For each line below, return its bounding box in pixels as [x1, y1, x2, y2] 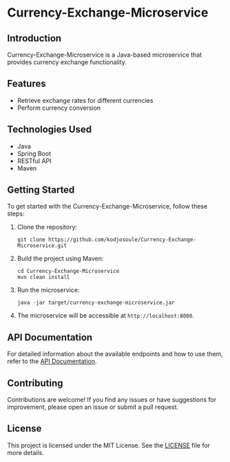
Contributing [7, 377, 63, 389]
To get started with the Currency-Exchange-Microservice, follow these [7, 202, 208, 211]
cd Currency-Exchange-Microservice [17, 268, 120, 275]
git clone [17, 236, 46, 243]
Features [7, 78, 46, 90]
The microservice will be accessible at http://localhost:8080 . [17, 311, 194, 320]
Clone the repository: [17, 223, 78, 231]
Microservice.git [17, 242, 67, 249]
